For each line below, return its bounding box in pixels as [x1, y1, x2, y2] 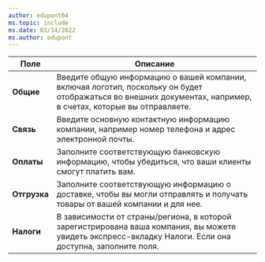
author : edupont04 [8, 11, 69, 20]
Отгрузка [12, 189, 50, 200]
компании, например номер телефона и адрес [56, 124, 236, 135]
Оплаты [12, 157, 43, 168]
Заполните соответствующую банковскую [56, 146, 221, 157]
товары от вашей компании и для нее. [56, 198, 203, 209]
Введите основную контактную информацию [56, 114, 230, 125]
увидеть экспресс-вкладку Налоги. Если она [56, 231, 231, 242]
